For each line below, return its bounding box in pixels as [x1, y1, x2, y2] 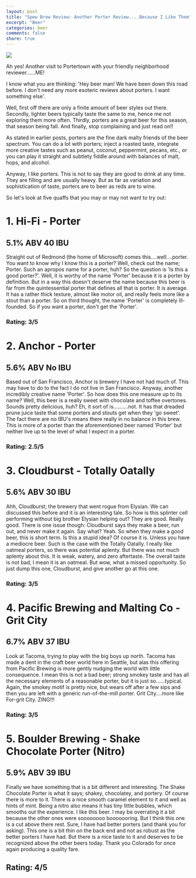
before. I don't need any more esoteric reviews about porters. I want [6, 87, 170, 94]
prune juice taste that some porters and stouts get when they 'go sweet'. [6, 409, 181, 416]
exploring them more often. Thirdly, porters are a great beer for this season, [6, 116, 188, 124]
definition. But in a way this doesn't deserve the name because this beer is [6, 279, 185, 285]
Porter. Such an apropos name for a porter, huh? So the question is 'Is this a [6, 266, 188, 273]
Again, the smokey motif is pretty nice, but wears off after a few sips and [6, 683, 181, 691]
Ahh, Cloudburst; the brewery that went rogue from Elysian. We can [6, 503, 169, 510]
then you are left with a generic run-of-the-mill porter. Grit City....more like [6, 690, 184, 697]
